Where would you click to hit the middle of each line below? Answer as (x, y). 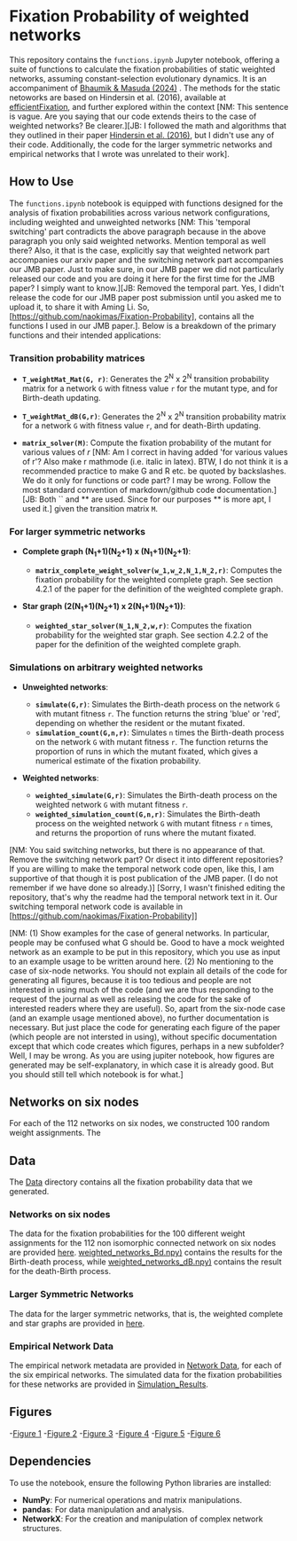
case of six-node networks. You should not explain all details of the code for (148, 970)
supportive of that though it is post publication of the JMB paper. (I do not (144, 878)
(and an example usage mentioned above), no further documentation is (139, 1018)
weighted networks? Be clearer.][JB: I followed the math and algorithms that (148, 125)
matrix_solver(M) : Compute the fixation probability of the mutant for (147, 443)
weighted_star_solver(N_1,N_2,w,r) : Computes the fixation (144, 626)
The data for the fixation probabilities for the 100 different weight (127, 1233)
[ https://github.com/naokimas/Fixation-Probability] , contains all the (132, 316)
